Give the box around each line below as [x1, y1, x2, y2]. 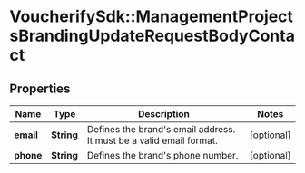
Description [137, 108, 191, 120]
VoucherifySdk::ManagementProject [9, 6, 293, 27]
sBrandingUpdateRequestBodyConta [9, 25, 295, 46]
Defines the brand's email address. [86, 123, 236, 135]
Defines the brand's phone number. [86, 149, 239, 161]
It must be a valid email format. [86, 134, 218, 147]
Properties [9, 81, 71, 96]
